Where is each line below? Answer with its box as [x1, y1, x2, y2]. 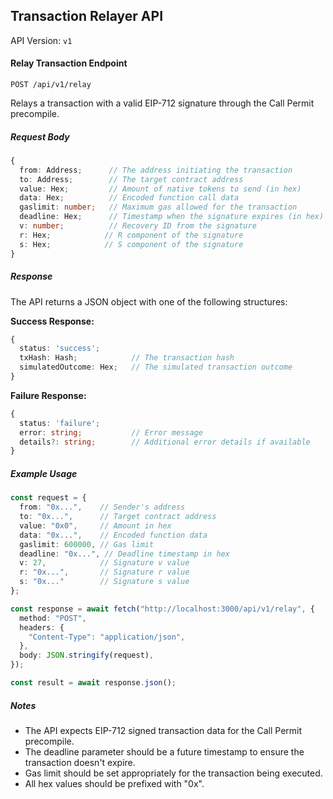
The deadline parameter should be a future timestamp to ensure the [24, 745, 305, 758]
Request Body [10, 130, 70, 143]
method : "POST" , [19, 613, 87, 623]
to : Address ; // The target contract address [19, 174, 244, 184]
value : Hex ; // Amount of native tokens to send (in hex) [19, 184, 302, 194]
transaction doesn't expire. [24, 756, 136, 768]
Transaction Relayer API [10, 8, 164, 25]
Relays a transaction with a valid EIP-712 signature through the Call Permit [10, 97, 315, 109]
